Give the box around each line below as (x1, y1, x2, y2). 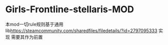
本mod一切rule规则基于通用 (5, 21, 64, 27)
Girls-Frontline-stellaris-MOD (5, 4, 135, 15)
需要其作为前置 (11, 34, 43, 40)
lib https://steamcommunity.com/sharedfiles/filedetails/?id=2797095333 (5, 27, 158, 34)
